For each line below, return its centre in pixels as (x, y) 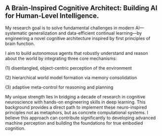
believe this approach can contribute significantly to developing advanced (81, 118)
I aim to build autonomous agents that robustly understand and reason (77, 53)
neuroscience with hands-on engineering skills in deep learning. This (75, 102)
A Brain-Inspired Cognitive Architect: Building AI (81, 8)
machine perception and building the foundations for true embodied (74, 123)
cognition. (15, 128)
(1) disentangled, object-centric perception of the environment (69, 68)
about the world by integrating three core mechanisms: (61, 58)
